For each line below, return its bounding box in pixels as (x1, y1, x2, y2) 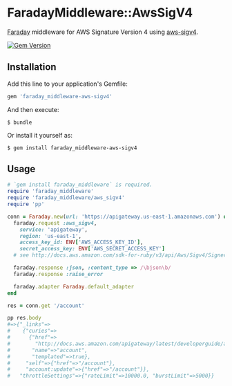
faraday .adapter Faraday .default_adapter (13, 283, 135, 290)
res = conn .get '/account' (7, 302, 85, 309)
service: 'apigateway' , (19, 226, 88, 233)
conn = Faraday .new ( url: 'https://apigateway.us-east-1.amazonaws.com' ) (7, 213, 221, 220)
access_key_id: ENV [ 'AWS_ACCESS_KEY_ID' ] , (19, 239, 144, 246)
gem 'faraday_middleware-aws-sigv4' (7, 93, 113, 100)
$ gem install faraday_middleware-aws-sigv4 (7, 144, 137, 151)
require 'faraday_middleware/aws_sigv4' (7, 194, 126, 201)
